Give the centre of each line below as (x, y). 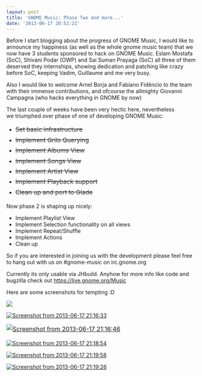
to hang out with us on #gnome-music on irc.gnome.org (76, 262)
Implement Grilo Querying (52, 140)
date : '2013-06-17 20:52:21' (43, 23)
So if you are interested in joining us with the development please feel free (99, 256)
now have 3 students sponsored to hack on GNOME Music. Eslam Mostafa (99, 54)
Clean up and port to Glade (54, 192)
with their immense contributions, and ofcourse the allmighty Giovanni (94, 91)
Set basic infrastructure (49, 130)
